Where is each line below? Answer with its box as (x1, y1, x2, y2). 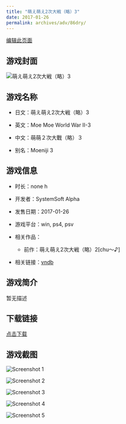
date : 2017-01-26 (6, 14, 49, 20)
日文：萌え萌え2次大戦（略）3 (14, 109, 89, 116)
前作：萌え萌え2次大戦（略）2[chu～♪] (23, 246, 121, 253)
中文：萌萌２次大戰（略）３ (14, 134, 83, 141)
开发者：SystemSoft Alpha (14, 195, 80, 202)
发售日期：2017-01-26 (14, 208, 70, 215)
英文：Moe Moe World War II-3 (14, 121, 91, 128)
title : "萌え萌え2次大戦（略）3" (6, 8, 80, 15)
